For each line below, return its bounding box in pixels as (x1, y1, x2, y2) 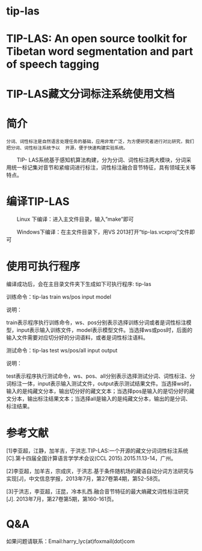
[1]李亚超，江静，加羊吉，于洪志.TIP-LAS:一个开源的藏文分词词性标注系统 (6, 447, 189, 454)
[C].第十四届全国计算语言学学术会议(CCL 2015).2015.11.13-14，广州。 (6, 454, 176, 462)
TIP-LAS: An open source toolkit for (6, 32, 188, 46)
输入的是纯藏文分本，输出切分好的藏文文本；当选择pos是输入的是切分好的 (6, 387, 189, 395)
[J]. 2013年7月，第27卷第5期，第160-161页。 (6, 495, 117, 503)
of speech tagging (6, 57, 99, 71)
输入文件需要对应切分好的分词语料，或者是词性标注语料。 (6, 334, 148, 342)
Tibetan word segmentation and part (6, 45, 194, 59)
